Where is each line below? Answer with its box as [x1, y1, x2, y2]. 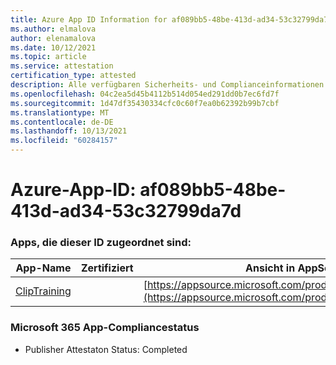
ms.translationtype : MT [10, 107, 110, 118]
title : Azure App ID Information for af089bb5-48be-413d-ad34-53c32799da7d [10, 14, 333, 25]
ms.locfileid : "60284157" [10, 136, 118, 146]
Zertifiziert [80, 261, 134, 275]
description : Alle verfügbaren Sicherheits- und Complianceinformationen [10, 80, 325, 90]
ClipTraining [15, 284, 72, 298]
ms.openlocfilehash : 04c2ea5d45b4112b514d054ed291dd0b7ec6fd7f [10, 89, 280, 99]
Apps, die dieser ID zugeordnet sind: [10, 236, 192, 250]
